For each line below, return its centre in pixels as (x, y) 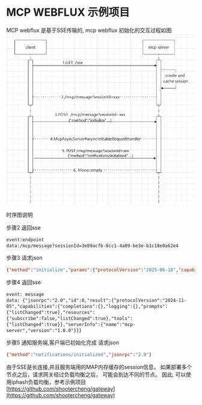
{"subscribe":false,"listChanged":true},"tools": (70, 319)
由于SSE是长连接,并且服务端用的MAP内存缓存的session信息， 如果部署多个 (99, 367)
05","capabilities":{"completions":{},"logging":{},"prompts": (87, 307)
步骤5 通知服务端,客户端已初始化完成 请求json (63, 343)
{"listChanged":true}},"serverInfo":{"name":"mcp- (71, 325)
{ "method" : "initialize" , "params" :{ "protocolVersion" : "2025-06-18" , (93, 270)
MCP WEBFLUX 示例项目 (68, 12)
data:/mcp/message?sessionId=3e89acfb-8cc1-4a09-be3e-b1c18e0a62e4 (93, 246)
